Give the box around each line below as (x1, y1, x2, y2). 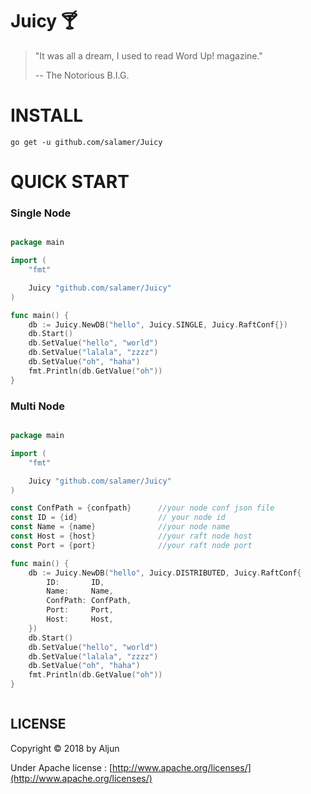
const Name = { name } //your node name (10, 522, 230, 532)
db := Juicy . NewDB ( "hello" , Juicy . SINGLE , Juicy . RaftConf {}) (28, 319, 288, 330)
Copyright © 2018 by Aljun (10, 742, 120, 754)
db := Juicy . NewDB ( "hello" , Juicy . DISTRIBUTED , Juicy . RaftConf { (28, 568, 302, 578)
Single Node (10, 206, 72, 220)
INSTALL (10, 104, 84, 127)
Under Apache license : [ (10, 761, 113, 773)
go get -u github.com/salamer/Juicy (10, 137, 163, 147)
